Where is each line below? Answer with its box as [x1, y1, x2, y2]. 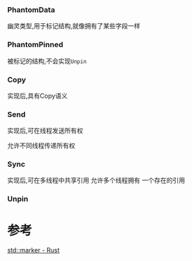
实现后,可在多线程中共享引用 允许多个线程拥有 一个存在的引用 [7, 176, 185, 184]
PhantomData [7, 5, 56, 15]
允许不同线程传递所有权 [7, 141, 75, 150]
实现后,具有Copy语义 [7, 91, 68, 100]
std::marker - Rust [7, 246, 60, 255]
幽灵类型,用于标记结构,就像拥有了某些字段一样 [7, 22, 141, 30]
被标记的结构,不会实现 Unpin [7, 56, 87, 65]
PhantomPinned [7, 40, 63, 50]
